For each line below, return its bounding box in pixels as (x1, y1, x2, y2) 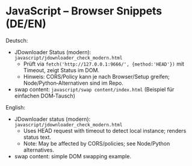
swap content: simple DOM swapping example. (14, 152, 132, 160)
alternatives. (23, 146, 55, 153)
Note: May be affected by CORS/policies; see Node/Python (23, 140, 170, 147)
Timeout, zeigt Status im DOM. (23, 66, 100, 73)
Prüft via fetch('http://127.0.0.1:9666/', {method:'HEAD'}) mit (23, 60, 185, 67)
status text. (23, 134, 52, 141)
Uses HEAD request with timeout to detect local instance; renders (23, 127, 187, 134)
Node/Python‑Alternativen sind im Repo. (23, 79, 124, 87)
